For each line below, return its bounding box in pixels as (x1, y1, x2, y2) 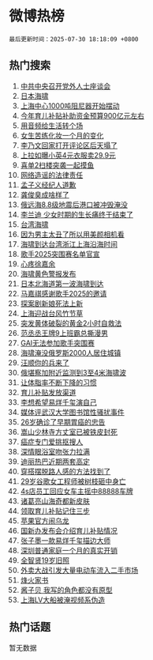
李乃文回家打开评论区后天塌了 (20, 140, 118, 150)
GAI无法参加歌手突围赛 (20, 338, 95, 348)
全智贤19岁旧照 (20, 555, 70, 565)
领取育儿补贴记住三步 (20, 506, 90, 515)
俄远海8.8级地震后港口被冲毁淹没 (20, 199, 129, 209)
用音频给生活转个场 (20, 120, 84, 130)
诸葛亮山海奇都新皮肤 (20, 496, 90, 506)
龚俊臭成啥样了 (20, 190, 69, 199)
